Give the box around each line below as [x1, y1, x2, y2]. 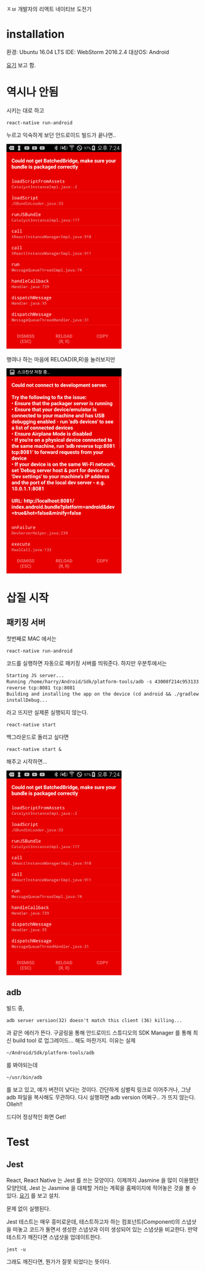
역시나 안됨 [6, 85, 59, 100]
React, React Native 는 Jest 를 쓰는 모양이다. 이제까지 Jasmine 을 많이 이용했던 [6, 1176, 199, 1184]
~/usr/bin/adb [6, 1074, 43, 1080]
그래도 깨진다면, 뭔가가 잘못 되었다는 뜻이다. [6, 1257, 112, 1265]
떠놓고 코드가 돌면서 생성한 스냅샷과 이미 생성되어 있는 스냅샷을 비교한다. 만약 [12, 1226, 198, 1233]
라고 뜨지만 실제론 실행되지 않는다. [6, 709, 88, 716]
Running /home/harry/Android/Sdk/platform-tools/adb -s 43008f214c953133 [6, 679, 199, 685]
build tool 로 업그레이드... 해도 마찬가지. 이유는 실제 [12, 1036, 136, 1044]
